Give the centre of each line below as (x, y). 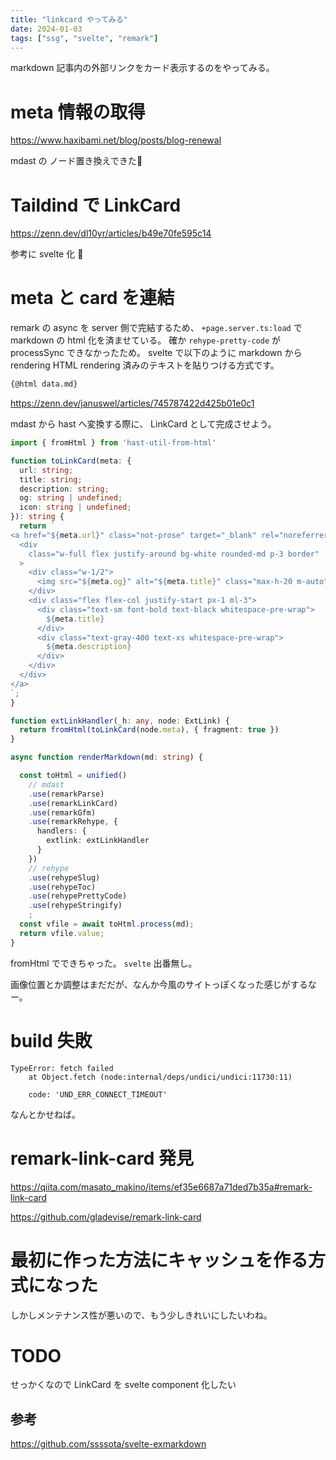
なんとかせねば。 (45, 1114)
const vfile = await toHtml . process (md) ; (107, 924)
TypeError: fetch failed (62, 1068)
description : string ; (64, 489)
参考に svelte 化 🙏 (47, 254)
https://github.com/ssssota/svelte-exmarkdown (108, 1444)
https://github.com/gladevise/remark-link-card (106, 1217)
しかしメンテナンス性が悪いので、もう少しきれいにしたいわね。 (141, 1315)
